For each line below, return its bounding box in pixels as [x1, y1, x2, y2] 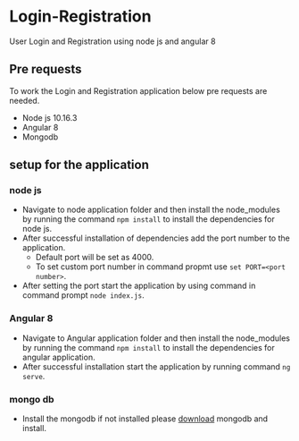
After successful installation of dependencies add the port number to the [21, 233, 290, 243]
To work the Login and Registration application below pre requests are [9, 85, 268, 96]
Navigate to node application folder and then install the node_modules [21, 204, 281, 216]
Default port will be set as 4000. [35, 252, 154, 263]
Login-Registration [9, 6, 152, 27]
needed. [9, 95, 40, 106]
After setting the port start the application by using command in [21, 280, 256, 292]
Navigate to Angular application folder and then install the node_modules [21, 333, 290, 343]
